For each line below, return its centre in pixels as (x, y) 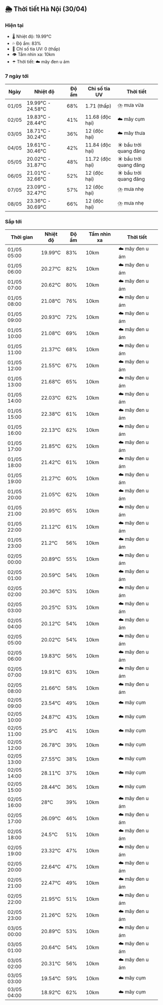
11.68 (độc (98, 117)
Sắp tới (13, 222)
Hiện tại (14, 25)
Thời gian (22, 237)
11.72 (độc (98, 159)
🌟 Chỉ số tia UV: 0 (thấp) (36, 49)
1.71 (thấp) (98, 106)
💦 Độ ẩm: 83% (26, 43)
